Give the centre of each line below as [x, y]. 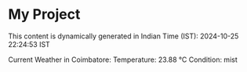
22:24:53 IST [29, 44]
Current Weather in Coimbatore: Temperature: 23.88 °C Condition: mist [123, 59]
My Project [44, 14]
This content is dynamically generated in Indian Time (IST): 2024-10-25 [123, 36]
